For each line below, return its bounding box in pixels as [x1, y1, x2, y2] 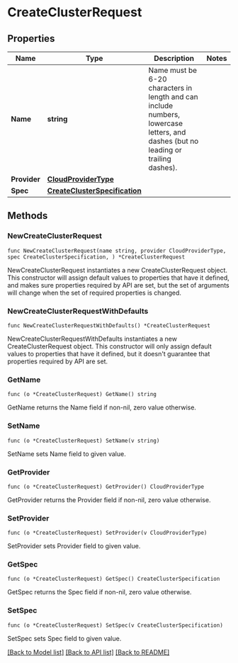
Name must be [148, 65, 197, 75]
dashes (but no [148, 136, 199, 146]
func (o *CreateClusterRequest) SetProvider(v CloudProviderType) [7, 529, 208, 537]
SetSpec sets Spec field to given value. [7, 634, 122, 642]
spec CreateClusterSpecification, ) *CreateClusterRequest [7, 253, 186, 261]
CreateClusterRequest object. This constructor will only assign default [7, 341, 212, 351]
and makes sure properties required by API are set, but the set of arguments [7, 280, 229, 289]
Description [153, 54, 195, 63]
